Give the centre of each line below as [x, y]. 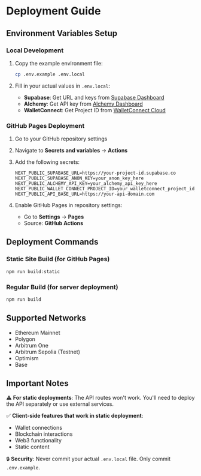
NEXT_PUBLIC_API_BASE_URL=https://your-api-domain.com [85, 194]
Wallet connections [39, 428]
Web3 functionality [38, 441]
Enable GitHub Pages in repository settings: [68, 205]
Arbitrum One [32, 345]
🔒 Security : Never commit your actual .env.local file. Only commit [89, 459]
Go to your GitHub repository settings [61, 139]
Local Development [35, 50]
